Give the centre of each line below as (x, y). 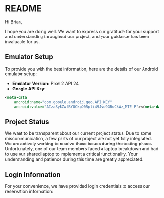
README (23, 9)
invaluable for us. (22, 41)
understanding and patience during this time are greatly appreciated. (74, 159)
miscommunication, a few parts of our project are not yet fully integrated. (79, 139)
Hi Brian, (14, 22)
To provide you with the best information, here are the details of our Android (82, 69)
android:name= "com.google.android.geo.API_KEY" (63, 102)
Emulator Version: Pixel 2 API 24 (45, 83)
